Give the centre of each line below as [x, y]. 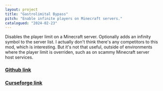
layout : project [21, 9]
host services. [19, 57]
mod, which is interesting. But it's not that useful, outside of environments [79, 47]
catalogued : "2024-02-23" [31, 23]
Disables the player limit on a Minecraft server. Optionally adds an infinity [78, 37]
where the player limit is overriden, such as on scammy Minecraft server [77, 52]
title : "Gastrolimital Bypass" [37, 14]
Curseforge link [24, 83]
